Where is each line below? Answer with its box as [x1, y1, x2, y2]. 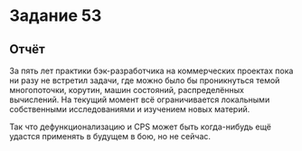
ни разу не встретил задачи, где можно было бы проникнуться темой [9, 75, 280, 86]
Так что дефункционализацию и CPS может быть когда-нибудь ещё [9, 121, 271, 132]
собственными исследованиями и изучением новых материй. [9, 104, 250, 114]
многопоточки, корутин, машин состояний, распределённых [9, 85, 244, 95]
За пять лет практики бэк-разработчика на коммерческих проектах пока [9, 65, 294, 76]
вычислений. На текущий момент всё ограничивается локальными [9, 94, 270, 105]
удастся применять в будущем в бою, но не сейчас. [9, 131, 211, 141]
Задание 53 [9, 5, 102, 26]
